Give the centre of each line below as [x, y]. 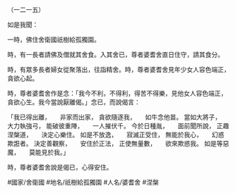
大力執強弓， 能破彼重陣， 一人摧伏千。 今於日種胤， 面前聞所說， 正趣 [118, 126]
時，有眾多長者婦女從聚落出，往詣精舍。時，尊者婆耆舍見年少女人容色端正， [119, 69]
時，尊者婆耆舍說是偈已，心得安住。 [60, 167]
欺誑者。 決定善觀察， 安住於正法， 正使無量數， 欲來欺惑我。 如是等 [115, 143]
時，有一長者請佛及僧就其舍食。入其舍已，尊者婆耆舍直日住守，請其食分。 [116, 55]
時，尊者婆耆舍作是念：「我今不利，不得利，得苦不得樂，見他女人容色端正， [117, 93]
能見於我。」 [52, 152]
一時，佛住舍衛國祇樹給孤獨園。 [54, 39]
